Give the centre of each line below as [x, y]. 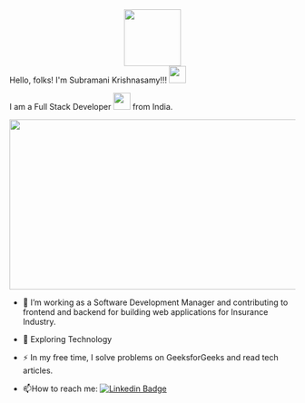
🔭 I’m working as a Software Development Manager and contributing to [155, 302]
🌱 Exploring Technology [67, 339]
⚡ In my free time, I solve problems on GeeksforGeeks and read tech [150, 357]
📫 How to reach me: [60, 388]
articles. [38, 370]
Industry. [39, 322]
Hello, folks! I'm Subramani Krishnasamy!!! [89, 80]
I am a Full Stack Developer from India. [91, 107]
